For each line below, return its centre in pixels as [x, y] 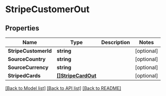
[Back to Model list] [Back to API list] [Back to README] [63, 88]
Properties [22, 28]
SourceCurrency [28, 67]
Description [115, 42]
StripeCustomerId [30, 51]
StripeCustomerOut [47, 9]
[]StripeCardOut [76, 76]
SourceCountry [27, 59]
